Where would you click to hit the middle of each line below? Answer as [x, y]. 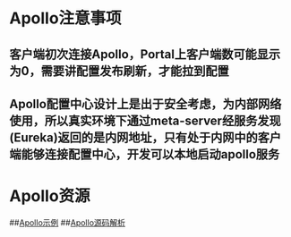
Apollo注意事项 [66, 18]
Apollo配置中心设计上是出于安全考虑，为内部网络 [145, 104]
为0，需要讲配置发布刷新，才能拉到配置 [120, 71]
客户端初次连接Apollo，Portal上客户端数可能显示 [145, 54]
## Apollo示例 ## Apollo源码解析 [68, 222]
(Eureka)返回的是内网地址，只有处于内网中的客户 [145, 137]
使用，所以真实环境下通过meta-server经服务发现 [145, 120]
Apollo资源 [50, 196]
